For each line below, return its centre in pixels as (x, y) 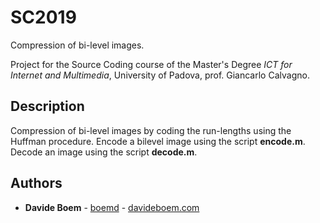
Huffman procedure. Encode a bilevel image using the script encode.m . (158, 141)
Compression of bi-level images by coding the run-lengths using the (151, 130)
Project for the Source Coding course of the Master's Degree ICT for (151, 64)
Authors (36, 183)
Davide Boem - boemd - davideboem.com (112, 207)
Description (47, 106)
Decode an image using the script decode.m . (104, 152)
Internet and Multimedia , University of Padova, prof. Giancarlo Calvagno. (160, 75)
